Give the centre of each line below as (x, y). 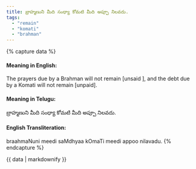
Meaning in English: (32, 65)
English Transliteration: (36, 128)
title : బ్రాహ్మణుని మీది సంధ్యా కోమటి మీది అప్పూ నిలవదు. (67, 12)
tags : (13, 18)
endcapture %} (25, 147)
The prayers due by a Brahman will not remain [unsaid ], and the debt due (98, 78)
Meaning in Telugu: (31, 99)
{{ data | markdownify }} (37, 159)
